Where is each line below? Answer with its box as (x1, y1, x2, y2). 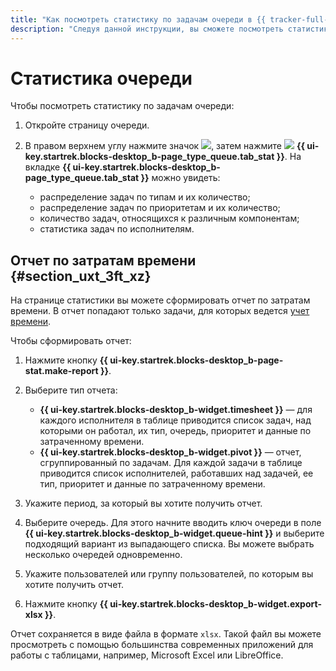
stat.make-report (24, 365, 99, 377)
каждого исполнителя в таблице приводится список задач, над (39, 414, 312, 426)
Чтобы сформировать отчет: (10, 335, 132, 347)
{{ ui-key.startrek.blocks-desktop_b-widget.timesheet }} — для (39, 404, 313, 416)
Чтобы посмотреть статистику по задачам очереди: (10, 100, 235, 112)
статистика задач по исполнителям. (39, 223, 195, 235)
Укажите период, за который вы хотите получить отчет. (24, 497, 263, 510)
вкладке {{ (24, 161, 72, 173)
